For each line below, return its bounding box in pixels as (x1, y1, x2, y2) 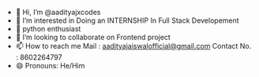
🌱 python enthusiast (15, 24, 81, 33)
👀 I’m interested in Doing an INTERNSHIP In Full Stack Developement (15, 16, 239, 25)
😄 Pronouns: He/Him (15, 61, 85, 70)
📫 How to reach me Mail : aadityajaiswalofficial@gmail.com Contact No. (15, 42, 252, 50)
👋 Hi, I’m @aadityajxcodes (15, 8, 101, 16)
